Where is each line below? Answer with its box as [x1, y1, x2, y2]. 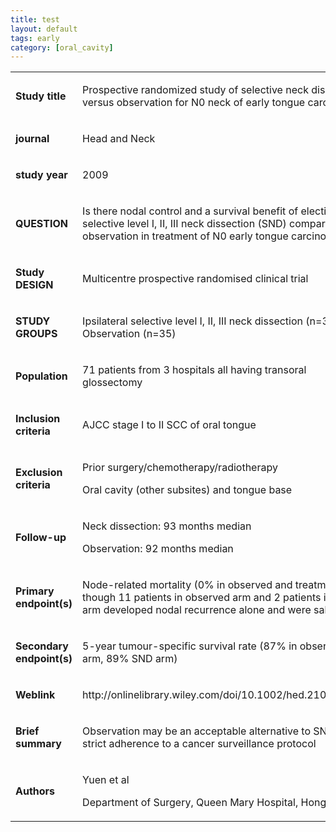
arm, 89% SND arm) [82, 652, 178, 666]
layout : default [10, 24, 78, 34]
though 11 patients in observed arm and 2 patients [82, 591, 322, 605]
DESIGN [15, 278, 54, 292]
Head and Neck [82, 132, 156, 146]
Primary [15, 584, 55, 598]
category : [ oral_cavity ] [10, 42, 114, 53]
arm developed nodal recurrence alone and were [82, 603, 312, 617]
